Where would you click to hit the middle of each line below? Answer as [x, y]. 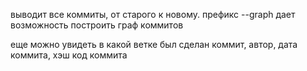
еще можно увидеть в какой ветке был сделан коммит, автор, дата [154, 44]
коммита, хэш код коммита [69, 55]
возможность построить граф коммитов [97, 25]
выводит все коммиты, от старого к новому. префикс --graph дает [153, 14]
